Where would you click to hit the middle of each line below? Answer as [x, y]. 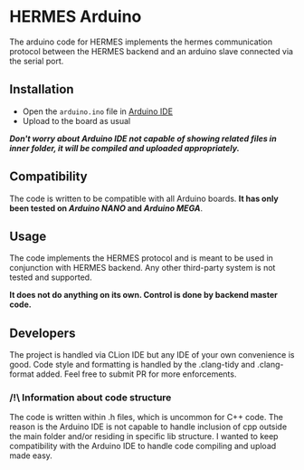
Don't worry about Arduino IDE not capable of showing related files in [143, 139]
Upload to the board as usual [76, 120]
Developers [43, 333]
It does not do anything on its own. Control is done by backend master [143, 295]
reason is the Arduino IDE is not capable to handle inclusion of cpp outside [148, 427]
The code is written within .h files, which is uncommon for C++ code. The [146, 417]
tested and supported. [51, 277]
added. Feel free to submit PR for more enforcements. [136, 374]
